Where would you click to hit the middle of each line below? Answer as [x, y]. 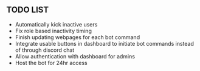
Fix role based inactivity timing [53, 31]
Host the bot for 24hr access [51, 63]
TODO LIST [28, 10]
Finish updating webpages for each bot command [78, 37]
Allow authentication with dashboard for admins [75, 56]
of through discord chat [45, 50]
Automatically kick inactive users [56, 24]
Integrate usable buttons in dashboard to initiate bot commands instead [105, 43]
